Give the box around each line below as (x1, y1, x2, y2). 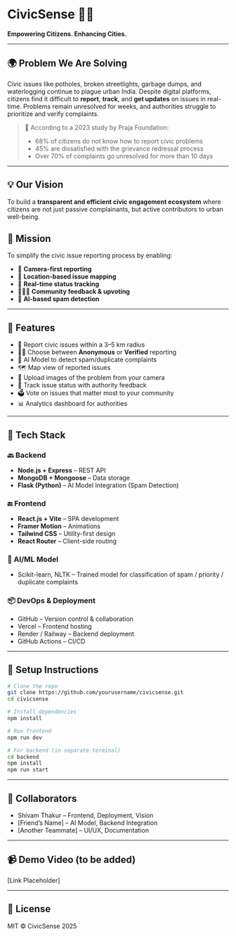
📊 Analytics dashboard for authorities (17, 399, 128, 408)
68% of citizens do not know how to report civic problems (34, 136, 204, 145)
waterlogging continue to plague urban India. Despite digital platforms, (7, 87, 212, 96)
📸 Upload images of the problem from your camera (17, 373, 165, 382)
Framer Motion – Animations (17, 522, 100, 530)
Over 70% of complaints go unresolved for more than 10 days (34, 151, 214, 160)
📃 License (7, 903, 51, 915)
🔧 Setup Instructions (7, 664, 99, 676)
